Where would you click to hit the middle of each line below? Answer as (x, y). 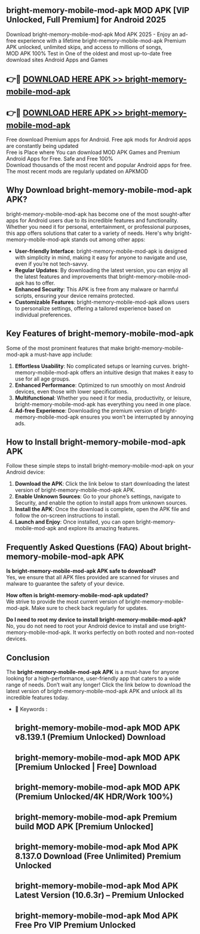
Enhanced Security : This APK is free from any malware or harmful (97, 289)
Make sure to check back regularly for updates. (90, 608)
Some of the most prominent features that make (65, 348)
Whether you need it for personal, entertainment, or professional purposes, (99, 226)
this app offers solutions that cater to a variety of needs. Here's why (90, 233)
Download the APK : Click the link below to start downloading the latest (102, 484)
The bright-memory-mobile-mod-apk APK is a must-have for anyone (93, 672)
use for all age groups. (42, 379)
